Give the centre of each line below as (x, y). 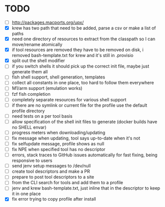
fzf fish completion (31, 94)
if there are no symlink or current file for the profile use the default (79, 105)
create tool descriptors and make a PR (51, 171)
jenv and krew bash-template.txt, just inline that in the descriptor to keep (86, 188)
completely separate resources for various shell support (69, 99)
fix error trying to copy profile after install (54, 199)
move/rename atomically (37, 45)
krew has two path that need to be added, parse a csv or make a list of (84, 28)
